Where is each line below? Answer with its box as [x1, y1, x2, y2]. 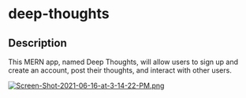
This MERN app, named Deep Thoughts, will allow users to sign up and [8, 57, 239, 66]
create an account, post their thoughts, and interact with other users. [8, 66, 233, 75]
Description [8, 36, 67, 50]
